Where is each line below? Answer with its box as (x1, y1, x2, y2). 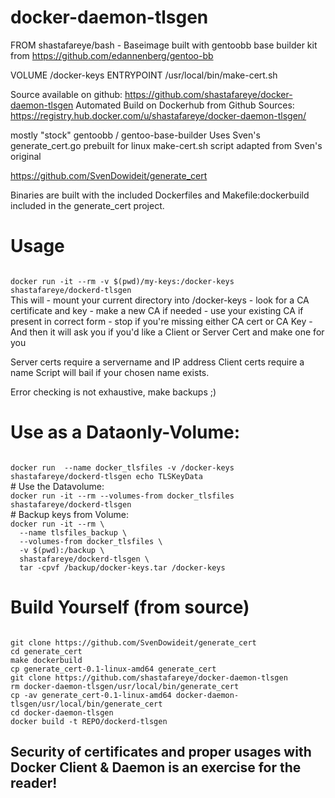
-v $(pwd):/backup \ (19, 545, 105, 555)
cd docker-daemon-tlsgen (10, 707, 114, 718)
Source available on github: (10, 88, 123, 100)
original (10, 150, 42, 162)
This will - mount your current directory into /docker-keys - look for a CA (10, 294, 310, 306)
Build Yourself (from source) (10, 596, 250, 618)
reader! (10, 775, 58, 792)
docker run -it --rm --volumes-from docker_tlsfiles (10, 491, 235, 501)
